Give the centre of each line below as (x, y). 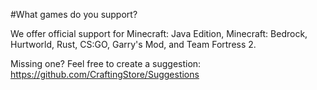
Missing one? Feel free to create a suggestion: (106, 63)
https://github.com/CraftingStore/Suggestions (105, 74)
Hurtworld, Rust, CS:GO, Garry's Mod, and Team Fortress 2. (133, 44)
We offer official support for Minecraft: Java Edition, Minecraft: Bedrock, (159, 33)
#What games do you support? (74, 14)
